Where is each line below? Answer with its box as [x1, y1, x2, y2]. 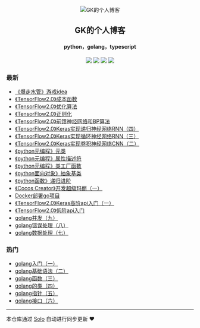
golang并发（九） [14, 214, 58, 221]
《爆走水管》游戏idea [14, 88, 67, 95]
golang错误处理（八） [14, 222, 68, 229]
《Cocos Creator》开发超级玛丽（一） [14, 184, 103, 191]
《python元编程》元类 [14, 147, 67, 154]
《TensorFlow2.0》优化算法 [14, 103, 77, 110]
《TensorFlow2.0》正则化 [14, 110, 73, 117]
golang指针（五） [14, 290, 58, 297]
